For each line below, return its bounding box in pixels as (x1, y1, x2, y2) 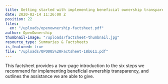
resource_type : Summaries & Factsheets (5, 40, 88, 45)
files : (5, 21, 19, 26)
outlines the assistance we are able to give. (5, 73, 94, 79)
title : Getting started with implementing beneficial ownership (5, 7, 142, 12)
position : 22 (5, 16, 32, 21)
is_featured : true (5, 44, 43, 49)
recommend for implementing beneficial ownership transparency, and (5, 68, 149, 74)
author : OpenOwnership (5, 30, 52, 35)
